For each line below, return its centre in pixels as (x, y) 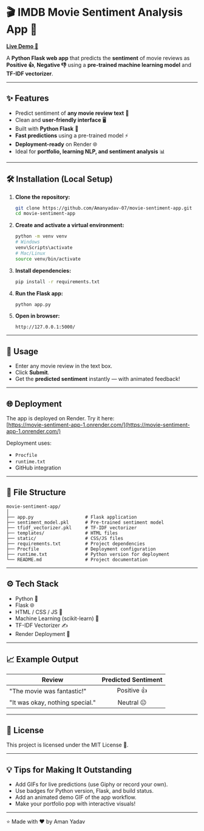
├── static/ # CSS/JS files (65, 538)
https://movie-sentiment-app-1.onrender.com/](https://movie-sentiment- (99, 425)
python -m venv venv (41, 236)
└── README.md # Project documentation (77, 559)
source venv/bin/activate (48, 259)
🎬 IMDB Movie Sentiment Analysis (95, 12)
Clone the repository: (42, 197)
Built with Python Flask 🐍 (47, 128)
